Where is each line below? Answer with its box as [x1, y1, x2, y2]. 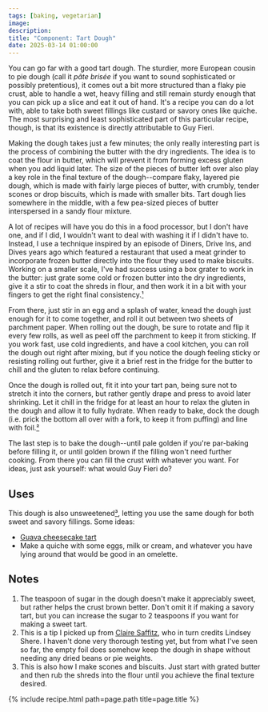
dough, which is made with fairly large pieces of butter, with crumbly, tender [8, 181, 260, 190]
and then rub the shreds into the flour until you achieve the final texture [19, 670, 254, 680]
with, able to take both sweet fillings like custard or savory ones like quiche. [8, 106, 258, 116]
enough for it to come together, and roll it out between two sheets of [8, 314, 234, 324]
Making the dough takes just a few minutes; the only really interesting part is [8, 138, 260, 148]
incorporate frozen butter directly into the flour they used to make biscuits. [8, 256, 254, 266]
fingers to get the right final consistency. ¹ [8, 290, 144, 300]
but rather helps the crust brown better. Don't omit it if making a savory [19, 602, 254, 612]
